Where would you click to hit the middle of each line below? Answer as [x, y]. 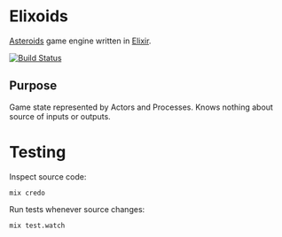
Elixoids [39, 16]
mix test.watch [37, 226]
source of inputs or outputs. [60, 116]
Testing [38, 152]
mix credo [27, 193]
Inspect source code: [48, 176]
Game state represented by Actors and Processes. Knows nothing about [141, 107]
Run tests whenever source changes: [77, 209]
